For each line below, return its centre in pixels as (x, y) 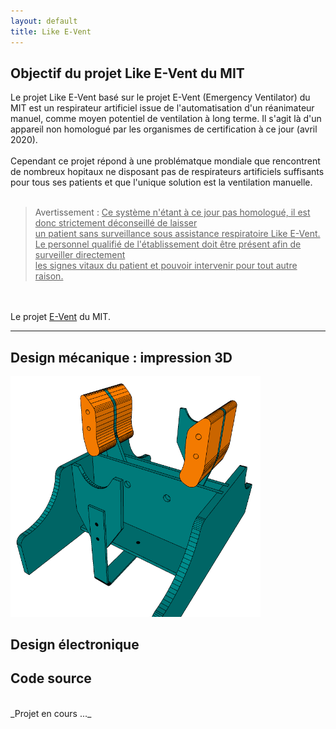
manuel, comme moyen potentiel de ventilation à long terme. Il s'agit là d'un (166, 119)
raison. (49, 276)
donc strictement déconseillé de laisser (116, 223)
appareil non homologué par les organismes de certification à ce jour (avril (164, 129)
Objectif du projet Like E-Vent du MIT (127, 73)
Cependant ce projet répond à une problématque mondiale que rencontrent (165, 161)
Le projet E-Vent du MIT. (60, 317)
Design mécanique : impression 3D (121, 357)
